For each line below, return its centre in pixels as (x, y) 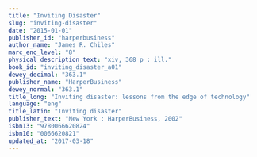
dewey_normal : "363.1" (46, 89)
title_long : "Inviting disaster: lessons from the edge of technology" (129, 97)
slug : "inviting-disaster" (53, 23)
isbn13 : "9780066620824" (49, 126)
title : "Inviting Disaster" (55, 15)
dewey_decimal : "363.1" (48, 75)
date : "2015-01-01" (40, 30)
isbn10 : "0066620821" (44, 133)
